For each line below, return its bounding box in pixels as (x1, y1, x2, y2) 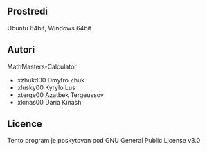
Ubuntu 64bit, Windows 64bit (7, 24, 91, 32)
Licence (7, 118, 43, 130)
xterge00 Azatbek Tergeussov (17, 90, 104, 99)
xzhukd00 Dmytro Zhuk (17, 75, 85, 84)
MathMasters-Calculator (7, 62, 78, 71)
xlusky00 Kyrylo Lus (17, 83, 76, 91)
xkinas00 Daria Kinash (17, 98, 82, 106)
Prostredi (7, 6, 48, 17)
